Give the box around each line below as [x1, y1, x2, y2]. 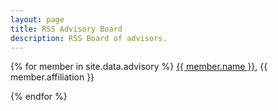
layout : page [10, 14, 65, 25]
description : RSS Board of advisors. [10, 33, 168, 43]
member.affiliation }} [10, 71, 95, 83]
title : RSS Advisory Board [10, 24, 123, 34]
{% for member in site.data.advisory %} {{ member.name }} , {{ [10, 61, 268, 73]
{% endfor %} [10, 91, 68, 103]
